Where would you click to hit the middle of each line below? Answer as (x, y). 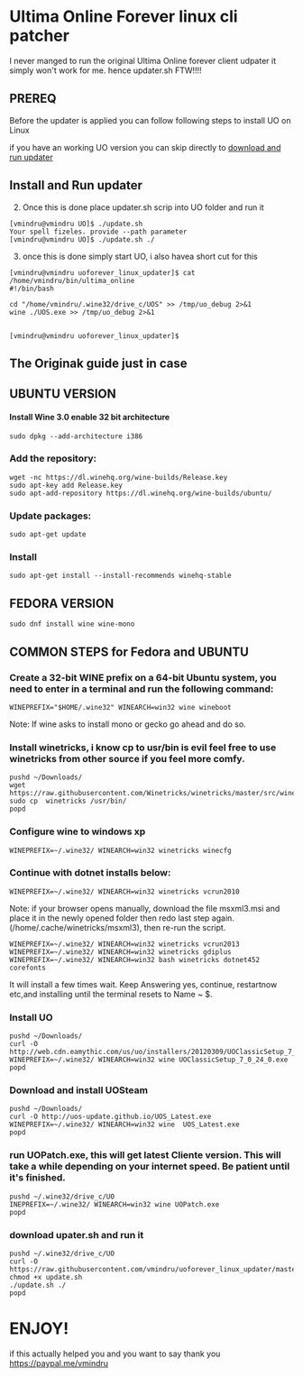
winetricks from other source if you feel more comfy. (127, 758)
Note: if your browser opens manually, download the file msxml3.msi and (145, 908)
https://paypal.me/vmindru (59, 1363)
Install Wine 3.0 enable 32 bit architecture (90, 417)
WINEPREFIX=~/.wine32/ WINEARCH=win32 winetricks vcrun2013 (125, 944)
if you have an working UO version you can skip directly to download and (145, 147)
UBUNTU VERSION (63, 394)
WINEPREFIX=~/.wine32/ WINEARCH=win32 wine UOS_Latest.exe (125, 1125)
